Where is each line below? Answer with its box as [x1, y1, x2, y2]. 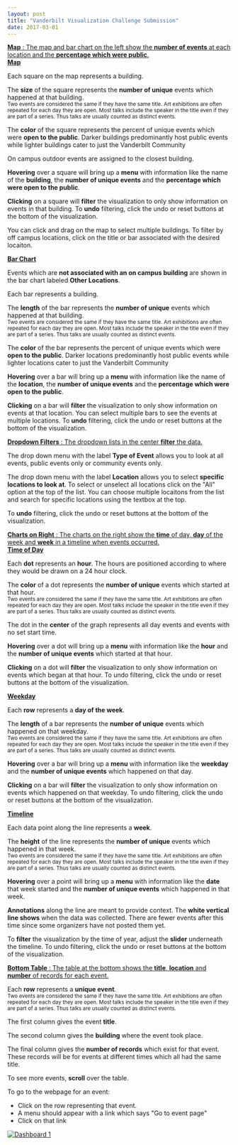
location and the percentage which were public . [7, 50, 149, 59]
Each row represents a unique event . [7, 985, 117, 994]
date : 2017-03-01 [7, 23, 59, 31]
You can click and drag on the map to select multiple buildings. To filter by [7, 226, 224, 234]
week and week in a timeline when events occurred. [7, 538, 159, 547]
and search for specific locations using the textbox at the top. [7, 495, 187, 504]
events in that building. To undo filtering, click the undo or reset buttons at [7, 205, 225, 213]
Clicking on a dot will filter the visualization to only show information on [7, 663, 217, 672]
